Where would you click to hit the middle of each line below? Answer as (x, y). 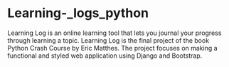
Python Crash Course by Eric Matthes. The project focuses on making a (113, 48)
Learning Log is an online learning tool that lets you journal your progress (114, 33)
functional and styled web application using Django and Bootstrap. (105, 56)
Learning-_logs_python (78, 13)
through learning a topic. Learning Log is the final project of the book (108, 40)
